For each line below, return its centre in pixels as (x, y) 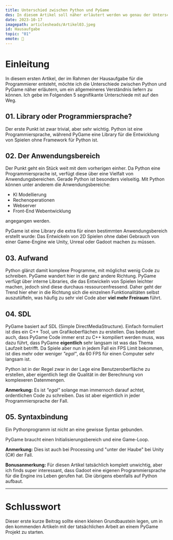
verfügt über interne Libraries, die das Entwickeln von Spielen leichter (79, 281)
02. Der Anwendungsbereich (53, 156)
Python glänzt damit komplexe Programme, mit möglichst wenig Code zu (82, 271)
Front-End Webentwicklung (42, 211)
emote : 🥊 (15, 39)
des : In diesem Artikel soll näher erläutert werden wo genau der (78, 15)
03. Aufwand (27, 258)
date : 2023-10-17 (24, 20)
